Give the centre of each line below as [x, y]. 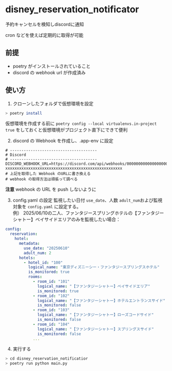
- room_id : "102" [51, 296]
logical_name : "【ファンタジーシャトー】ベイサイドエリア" [94, 286]
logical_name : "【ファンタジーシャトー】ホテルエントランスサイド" [101, 300]
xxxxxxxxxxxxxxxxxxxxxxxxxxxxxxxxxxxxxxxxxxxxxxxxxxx [64, 168]
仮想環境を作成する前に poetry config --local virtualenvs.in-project [81, 123]
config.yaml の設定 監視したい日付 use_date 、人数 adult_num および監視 [88, 200]
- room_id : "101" [51, 282]
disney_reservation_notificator [72, 9]
